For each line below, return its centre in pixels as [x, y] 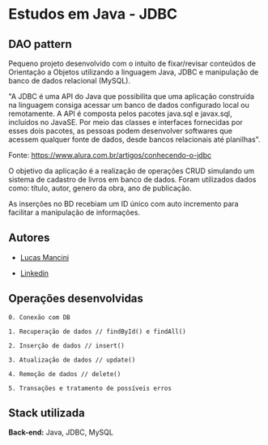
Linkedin [34, 273]
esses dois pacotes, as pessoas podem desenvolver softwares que [121, 131]
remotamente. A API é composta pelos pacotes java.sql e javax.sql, [120, 113]
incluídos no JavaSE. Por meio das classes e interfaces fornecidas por [125, 122]
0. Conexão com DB [39, 317]
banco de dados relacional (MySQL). [70, 81]
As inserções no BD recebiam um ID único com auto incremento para [123, 204]
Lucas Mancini [45, 257]
